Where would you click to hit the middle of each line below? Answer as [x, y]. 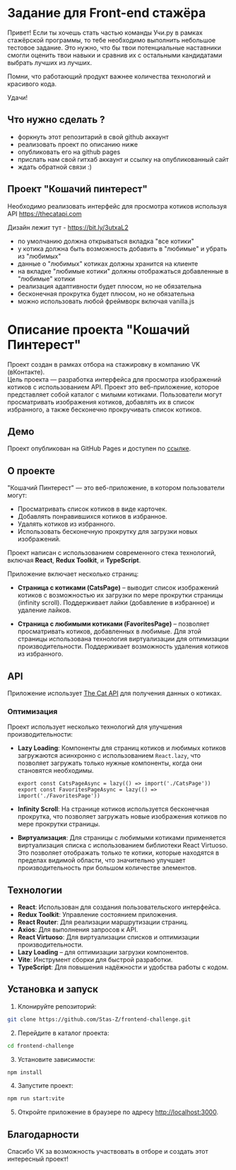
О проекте [31, 470]
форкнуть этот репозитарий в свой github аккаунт [93, 136]
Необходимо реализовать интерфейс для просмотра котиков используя [117, 206]
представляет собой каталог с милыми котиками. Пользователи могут [115, 394]
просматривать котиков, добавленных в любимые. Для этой [109, 631]
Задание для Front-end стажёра [107, 13]
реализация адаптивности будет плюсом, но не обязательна [110, 286]
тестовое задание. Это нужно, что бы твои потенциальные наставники [114, 47]
